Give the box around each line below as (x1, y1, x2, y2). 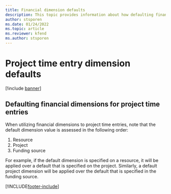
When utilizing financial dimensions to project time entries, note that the (5, 121, 156, 127)
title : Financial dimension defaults (5, 7, 85, 13)
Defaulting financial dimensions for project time (5, 100, 160, 109)
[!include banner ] (5, 85, 42, 91)
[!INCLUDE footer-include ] (5, 183, 60, 189)
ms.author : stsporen (5, 36, 49, 41)
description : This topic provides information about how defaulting (5, 12, 154, 17)
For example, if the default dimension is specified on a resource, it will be (5, 157, 159, 163)
